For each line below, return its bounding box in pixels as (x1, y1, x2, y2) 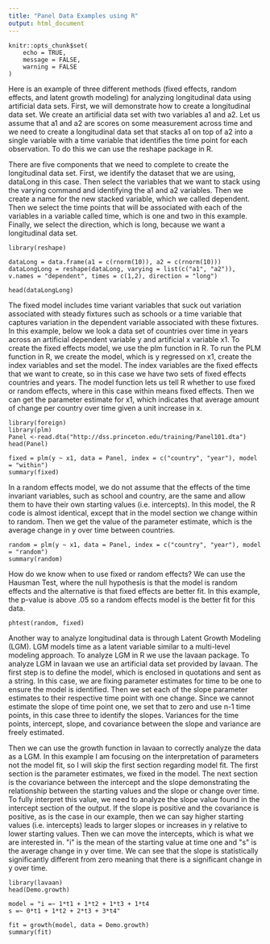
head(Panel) (8, 440, 48, 448)
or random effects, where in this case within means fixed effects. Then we (8, 386, 255, 395)
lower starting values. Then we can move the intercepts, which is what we (8, 829, 254, 838)
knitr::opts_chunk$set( (8, 41, 89, 49)
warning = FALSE (23, 62, 78, 71)
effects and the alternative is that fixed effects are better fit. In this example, (8, 586, 260, 595)
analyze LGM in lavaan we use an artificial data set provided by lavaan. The (8, 658, 259, 668)
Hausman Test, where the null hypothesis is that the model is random (8, 578, 238, 587)
